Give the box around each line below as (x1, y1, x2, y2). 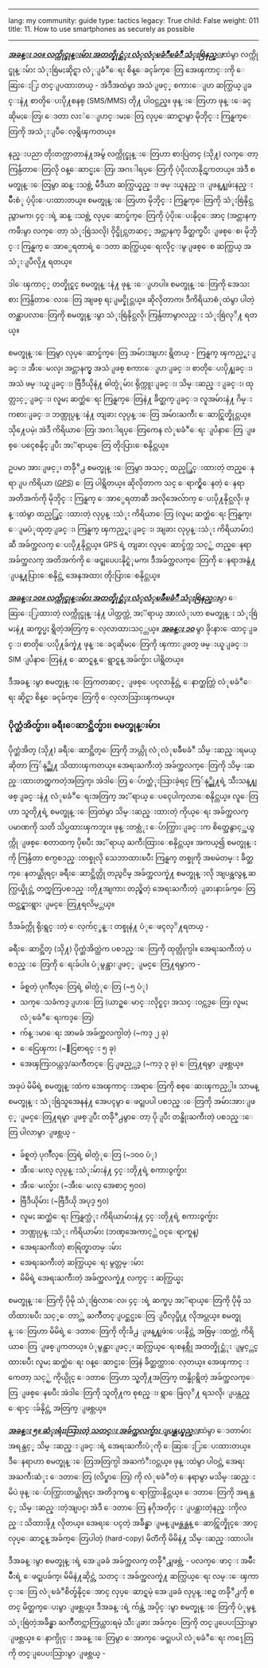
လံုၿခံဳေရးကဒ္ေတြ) (19, 1013, 95, 1022)
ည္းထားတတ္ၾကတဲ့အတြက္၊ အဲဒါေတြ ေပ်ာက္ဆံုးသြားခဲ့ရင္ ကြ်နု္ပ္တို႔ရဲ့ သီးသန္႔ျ (8, 776, 258, 786)
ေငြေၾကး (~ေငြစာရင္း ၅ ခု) (19, 1044, 117, 1053)
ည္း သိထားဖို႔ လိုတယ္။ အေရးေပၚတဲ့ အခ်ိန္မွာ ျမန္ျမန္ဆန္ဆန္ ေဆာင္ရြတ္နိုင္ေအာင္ (8, 1518, 258, 1528)
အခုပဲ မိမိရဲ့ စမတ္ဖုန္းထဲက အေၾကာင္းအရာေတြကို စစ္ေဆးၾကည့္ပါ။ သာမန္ (8, 1081, 259, 1091)
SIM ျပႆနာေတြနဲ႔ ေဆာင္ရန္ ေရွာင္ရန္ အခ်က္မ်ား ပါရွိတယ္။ (8, 655, 184, 664)
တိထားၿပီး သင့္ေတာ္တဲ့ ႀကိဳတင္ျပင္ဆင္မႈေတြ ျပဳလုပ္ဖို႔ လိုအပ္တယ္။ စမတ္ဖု (8, 1311, 241, 1320)
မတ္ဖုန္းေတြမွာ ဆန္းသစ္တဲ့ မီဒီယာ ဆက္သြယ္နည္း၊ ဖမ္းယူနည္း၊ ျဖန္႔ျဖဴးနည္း (8, 180, 254, 189)
